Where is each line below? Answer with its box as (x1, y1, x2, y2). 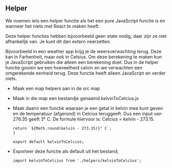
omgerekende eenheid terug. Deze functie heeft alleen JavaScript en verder (5, 70, 166, 76)
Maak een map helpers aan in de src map (12, 85, 100, 91)
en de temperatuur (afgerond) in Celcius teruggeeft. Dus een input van (12, 110, 162, 116)
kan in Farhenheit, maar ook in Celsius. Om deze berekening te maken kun (5, 54, 162, 60)
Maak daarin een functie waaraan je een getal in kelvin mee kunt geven (12, 105, 163, 111)
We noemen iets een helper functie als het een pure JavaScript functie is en (5, 17, 165, 23)
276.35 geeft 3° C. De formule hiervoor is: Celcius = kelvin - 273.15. (12, 116, 155, 122)
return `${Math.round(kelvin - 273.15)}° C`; (12, 126, 112, 131)
